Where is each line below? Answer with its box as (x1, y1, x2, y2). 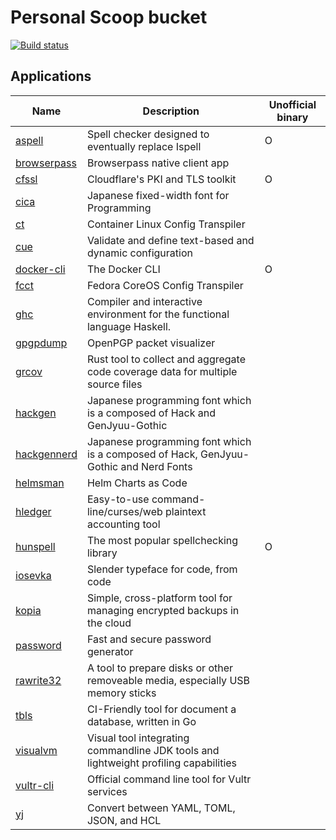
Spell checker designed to (86, 127, 210, 141)
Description (142, 104, 200, 118)
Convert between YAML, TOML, (86, 801, 236, 815)
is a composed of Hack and (86, 406, 216, 420)
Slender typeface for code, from (86, 562, 238, 576)
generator (86, 644, 134, 658)
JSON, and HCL (86, 813, 162, 827)
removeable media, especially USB (86, 673, 251, 687)
